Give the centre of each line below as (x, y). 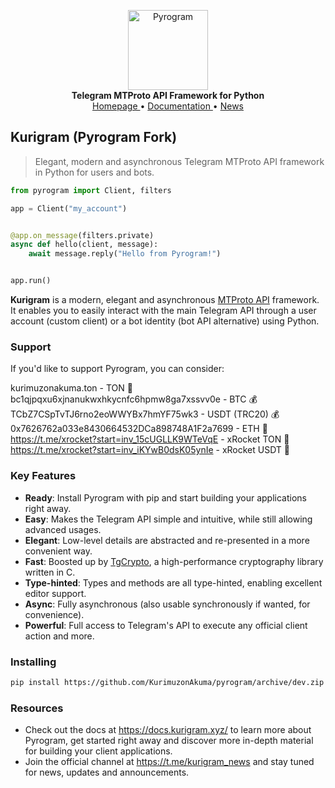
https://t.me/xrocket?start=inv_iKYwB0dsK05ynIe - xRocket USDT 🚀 (150, 450)
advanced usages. (63, 529)
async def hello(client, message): (84, 245)
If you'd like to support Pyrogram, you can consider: (117, 369)
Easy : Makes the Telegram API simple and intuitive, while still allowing (168, 519)
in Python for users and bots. (94, 172)
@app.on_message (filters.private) (82, 235)
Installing (33, 662)
